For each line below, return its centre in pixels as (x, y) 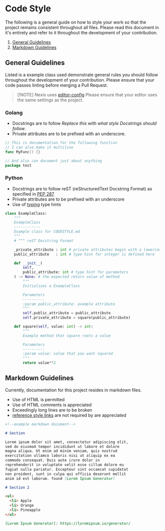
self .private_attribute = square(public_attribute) (77, 318)
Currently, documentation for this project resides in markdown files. (73, 390)
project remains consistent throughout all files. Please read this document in (82, 27)
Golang (14, 113)
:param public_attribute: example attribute (69, 304)
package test (18, 165)
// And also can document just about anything (54, 161)
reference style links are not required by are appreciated (69, 415)
